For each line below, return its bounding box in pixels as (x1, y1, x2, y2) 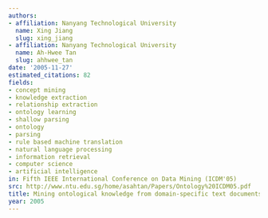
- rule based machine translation (8, 137, 124, 146)
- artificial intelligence (8, 168, 98, 176)
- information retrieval (8, 153, 91, 161)
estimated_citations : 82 (8, 71, 91, 79)
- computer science (8, 161, 73, 168)
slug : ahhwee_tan (15, 57, 73, 65)
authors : (8, 11, 37, 20)
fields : (8, 78, 34, 86)
